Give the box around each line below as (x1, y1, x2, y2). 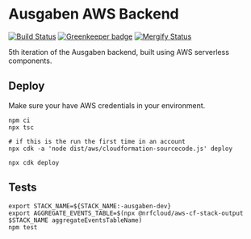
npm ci (8, 116, 31, 124)
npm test (8, 223, 38, 231)
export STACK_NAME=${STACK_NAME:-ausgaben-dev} (8, 202, 172, 210)
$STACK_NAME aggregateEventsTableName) (8, 216, 143, 224)
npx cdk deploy (8, 158, 60, 166)
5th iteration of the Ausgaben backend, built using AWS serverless (8, 47, 230, 57)
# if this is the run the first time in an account (8, 137, 186, 145)
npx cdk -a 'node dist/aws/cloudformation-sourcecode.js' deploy (8, 145, 232, 153)
